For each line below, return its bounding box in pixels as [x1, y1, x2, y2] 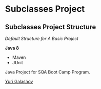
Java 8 [5, 45, 19, 51]
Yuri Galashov [5, 79, 33, 84]
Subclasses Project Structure [5, 23, 96, 31]
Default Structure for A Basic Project [5, 36, 79, 41]
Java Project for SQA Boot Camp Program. [5, 69, 90, 75]
